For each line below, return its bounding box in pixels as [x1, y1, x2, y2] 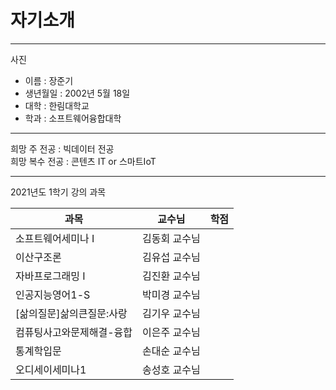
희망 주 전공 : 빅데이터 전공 [10, 142, 115, 155]
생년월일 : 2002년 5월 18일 [24, 87, 131, 99]
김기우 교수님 [142, 306, 201, 320]
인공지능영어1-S [15, 287, 91, 301]
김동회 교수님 [142, 231, 201, 245]
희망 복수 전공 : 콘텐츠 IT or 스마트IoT [10, 155, 157, 167]
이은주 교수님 [142, 325, 201, 339]
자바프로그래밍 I [15, 269, 86, 283]
